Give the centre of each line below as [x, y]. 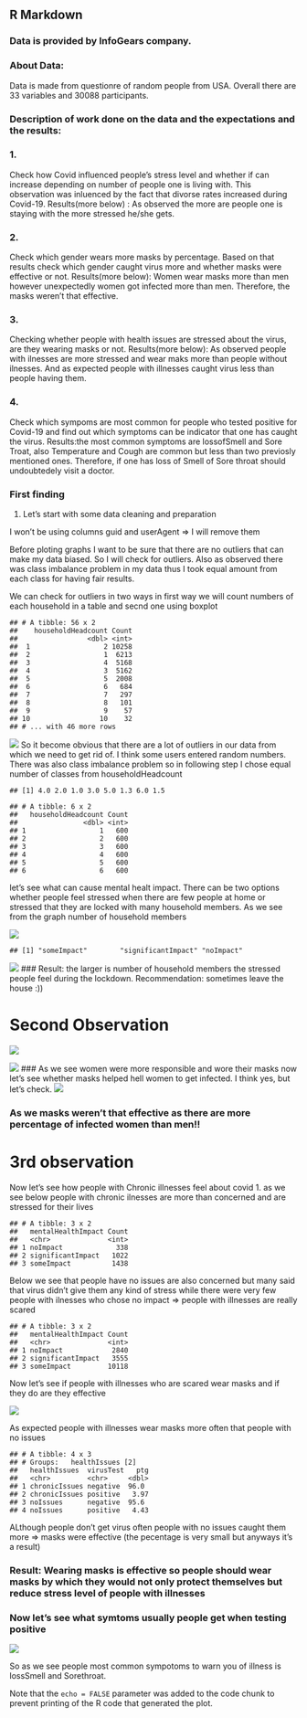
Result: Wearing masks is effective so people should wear [141, 1570]
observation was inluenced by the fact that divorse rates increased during [148, 194]
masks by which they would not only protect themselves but [146, 1582]
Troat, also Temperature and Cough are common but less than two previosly [153, 451]
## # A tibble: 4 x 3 [51, 1454]
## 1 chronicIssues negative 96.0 [77, 1486]
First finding [37, 494]
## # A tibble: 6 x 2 [51, 807]
